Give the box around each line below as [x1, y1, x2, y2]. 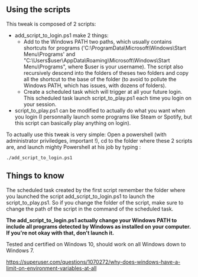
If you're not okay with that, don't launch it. [6, 229, 114, 236]
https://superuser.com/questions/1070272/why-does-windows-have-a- [6, 258, 181, 265]
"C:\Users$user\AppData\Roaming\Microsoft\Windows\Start [23, 57, 170, 64]
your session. [23, 100, 57, 108]
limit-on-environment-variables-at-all [6, 265, 97, 272]
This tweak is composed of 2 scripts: [6, 20, 96, 27]
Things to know [6, 171, 64, 181]
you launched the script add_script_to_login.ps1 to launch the [6, 193, 155, 200]
